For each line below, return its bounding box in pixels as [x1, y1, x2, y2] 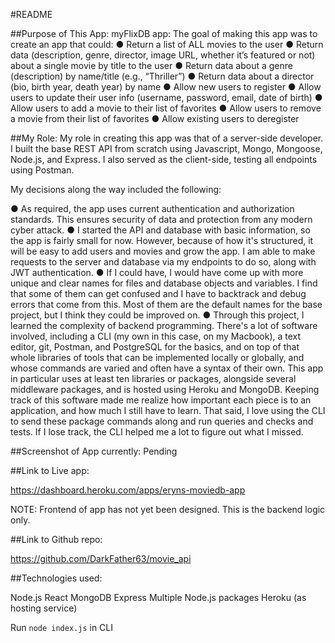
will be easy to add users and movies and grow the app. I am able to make [10, 245, 316, 257]
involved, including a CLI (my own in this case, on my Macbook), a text [10, 330, 302, 342]
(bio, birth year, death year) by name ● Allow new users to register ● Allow [10, 81, 322, 93]
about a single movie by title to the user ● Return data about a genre [10, 60, 293, 71]
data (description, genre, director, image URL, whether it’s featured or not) [10, 49, 316, 61]
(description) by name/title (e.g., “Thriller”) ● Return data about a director [10, 70, 315, 82]
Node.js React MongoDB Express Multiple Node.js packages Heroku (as [10, 592, 307, 603]
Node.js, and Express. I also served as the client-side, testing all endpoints [10, 154, 318, 165]
